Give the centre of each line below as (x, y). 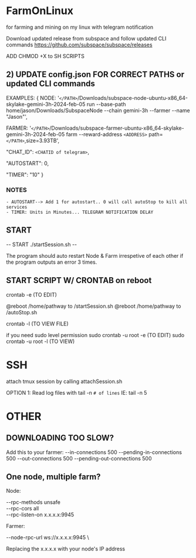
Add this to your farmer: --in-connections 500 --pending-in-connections (94, 452)
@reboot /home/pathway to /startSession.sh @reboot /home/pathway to (94, 306)
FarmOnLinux (40, 11)
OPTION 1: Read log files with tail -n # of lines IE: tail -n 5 (77, 392)
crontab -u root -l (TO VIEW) (40, 341)
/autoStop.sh (22, 312)
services (17, 207)
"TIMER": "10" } (25, 174)
